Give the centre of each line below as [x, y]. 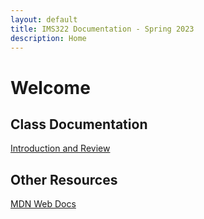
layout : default [44, 19]
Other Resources [64, 179]
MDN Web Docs [43, 204]
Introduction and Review [60, 148]
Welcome [50, 87]
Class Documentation [79, 124]
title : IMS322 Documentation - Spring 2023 [102, 29]
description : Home [48, 38]
